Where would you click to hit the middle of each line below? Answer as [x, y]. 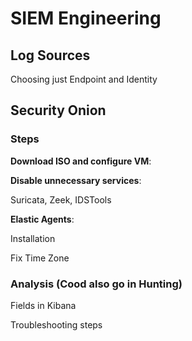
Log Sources [50, 55]
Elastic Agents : [42, 219]
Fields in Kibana [43, 305]
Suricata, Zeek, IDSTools [61, 199]
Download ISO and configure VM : [81, 161]
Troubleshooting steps [56, 324]
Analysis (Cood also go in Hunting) [96, 284]
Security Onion [58, 110]
